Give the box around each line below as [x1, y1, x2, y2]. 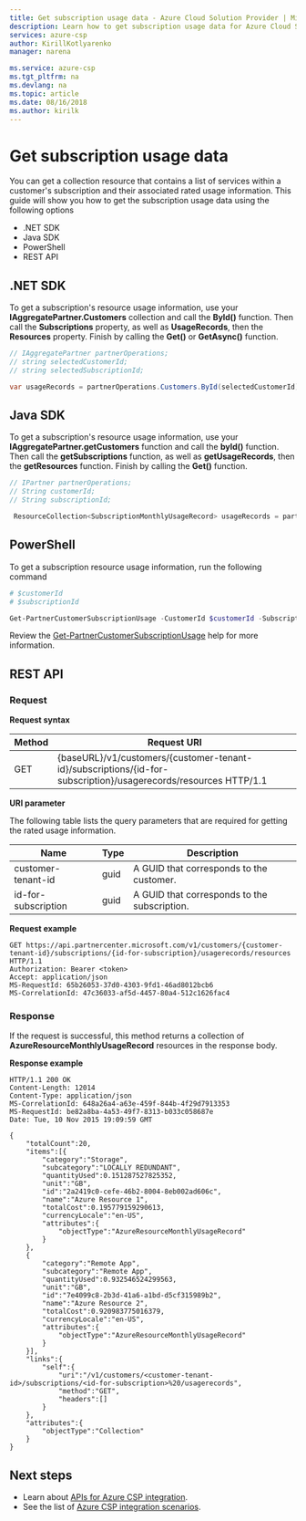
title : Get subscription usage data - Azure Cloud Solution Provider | [9, 13, 287, 23]
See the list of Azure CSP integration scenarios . [22, 1502, 201, 1513]
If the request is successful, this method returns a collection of [9, 1030, 245, 1041]
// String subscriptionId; [9, 495, 112, 505]
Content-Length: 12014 [9, 1083, 96, 1093]
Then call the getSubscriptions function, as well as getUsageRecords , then [9, 451, 295, 462]
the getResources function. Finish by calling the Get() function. [9, 461, 248, 472]
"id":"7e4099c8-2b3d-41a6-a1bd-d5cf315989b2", [42, 1291, 222, 1300]
